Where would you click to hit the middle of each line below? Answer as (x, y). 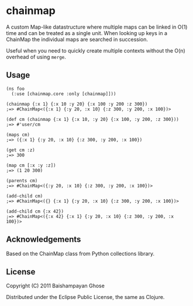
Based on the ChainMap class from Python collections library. (80, 253)
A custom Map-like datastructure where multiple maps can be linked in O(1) (97, 27)
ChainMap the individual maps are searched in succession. (77, 39)
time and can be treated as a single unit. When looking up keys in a (87, 33)
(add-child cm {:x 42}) (35, 211)
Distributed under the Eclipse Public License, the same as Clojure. (85, 297)
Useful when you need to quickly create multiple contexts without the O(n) (96, 50)
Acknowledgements (44, 240)
